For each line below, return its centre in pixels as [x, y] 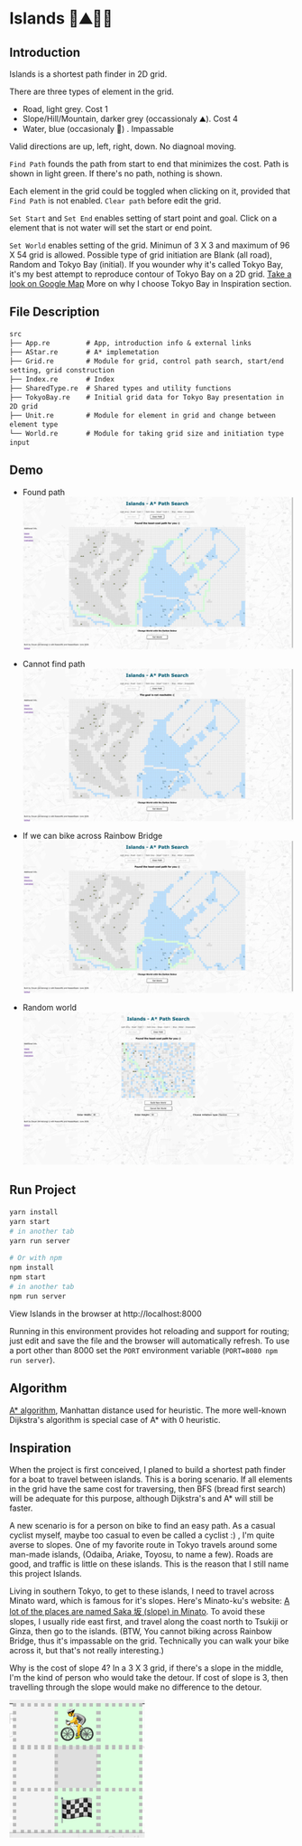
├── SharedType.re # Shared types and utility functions [120, 388]
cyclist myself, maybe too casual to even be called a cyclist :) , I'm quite [142, 1535]
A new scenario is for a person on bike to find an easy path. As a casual [142, 1526]
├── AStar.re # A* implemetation [84, 352]
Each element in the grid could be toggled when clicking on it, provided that [150, 191]
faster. [21, 1508]
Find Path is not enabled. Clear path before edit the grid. [115, 201]
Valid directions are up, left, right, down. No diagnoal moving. [123, 146]
